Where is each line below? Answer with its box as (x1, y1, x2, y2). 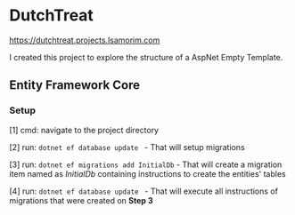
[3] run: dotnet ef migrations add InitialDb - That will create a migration (9, 159, 283, 170)
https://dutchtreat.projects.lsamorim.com (9, 35, 160, 45)
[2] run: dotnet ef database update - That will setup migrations (9, 141, 245, 152)
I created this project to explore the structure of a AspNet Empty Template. (9, 52, 283, 62)
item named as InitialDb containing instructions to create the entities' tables (9, 168, 287, 179)
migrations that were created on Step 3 (9, 195, 153, 205)
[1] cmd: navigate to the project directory (9, 124, 159, 135)
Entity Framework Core (9, 77, 141, 93)
